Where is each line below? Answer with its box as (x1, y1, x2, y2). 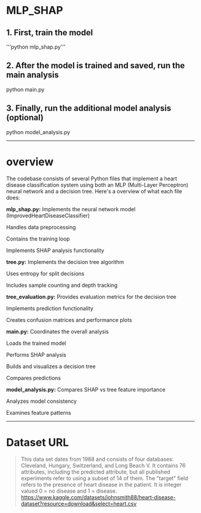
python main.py (6, 86, 45, 93)
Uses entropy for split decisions (6, 270, 85, 277)
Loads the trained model (6, 339, 66, 347)
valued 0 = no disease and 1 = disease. (20, 487, 117, 494)
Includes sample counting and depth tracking (6, 281, 118, 289)
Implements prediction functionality (6, 305, 94, 312)
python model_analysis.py (6, 128, 71, 135)
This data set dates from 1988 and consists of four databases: (20, 456, 174, 463)
